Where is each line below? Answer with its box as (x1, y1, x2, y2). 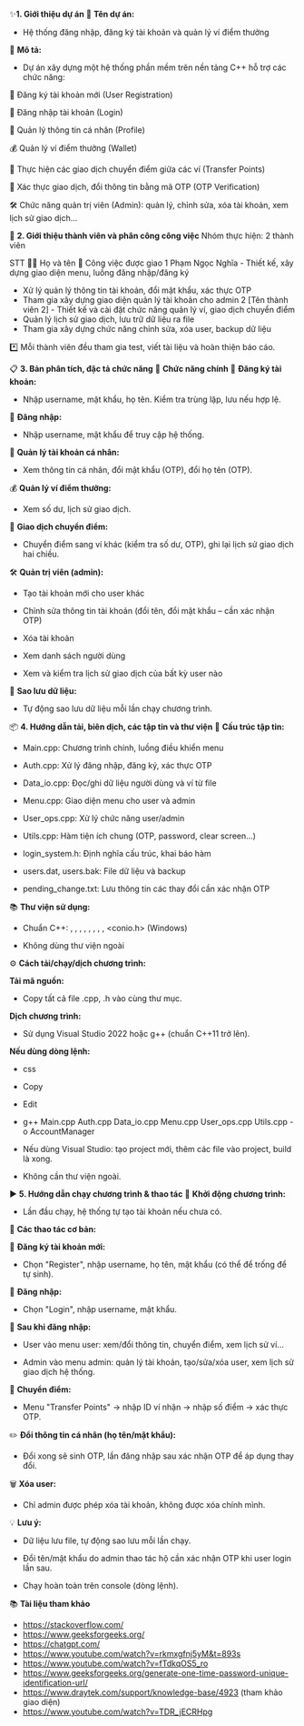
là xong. (22, 1153, 53, 1164)
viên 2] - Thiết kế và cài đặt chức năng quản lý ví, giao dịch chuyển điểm (22, 305, 296, 315)
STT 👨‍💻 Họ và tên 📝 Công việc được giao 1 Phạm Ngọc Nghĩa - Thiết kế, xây (9, 257, 294, 268)
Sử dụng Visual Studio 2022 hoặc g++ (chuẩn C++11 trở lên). (22, 1029, 250, 1039)
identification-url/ (22, 1678, 89, 1688)
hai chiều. (22, 548, 60, 559)
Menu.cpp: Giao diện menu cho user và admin (22, 796, 196, 806)
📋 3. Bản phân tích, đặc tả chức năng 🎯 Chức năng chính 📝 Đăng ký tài (9, 364, 282, 374)
